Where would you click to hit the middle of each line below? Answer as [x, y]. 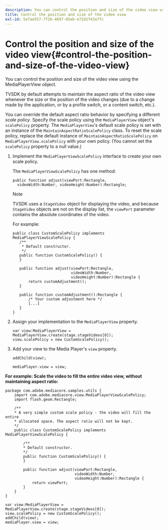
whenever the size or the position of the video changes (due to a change [80, 100]
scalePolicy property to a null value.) [43, 146]
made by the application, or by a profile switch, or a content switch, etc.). [80, 105]
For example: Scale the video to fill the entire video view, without [74, 376]
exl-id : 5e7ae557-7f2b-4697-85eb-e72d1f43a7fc [54, 19]
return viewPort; [50, 483]
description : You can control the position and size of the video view [81, 10]
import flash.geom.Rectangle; [46, 400]
